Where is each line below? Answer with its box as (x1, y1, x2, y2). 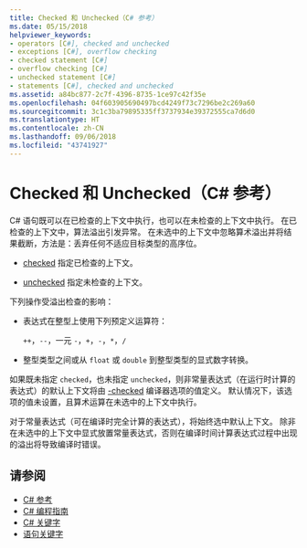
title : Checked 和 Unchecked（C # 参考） (9, 13, 158, 23)
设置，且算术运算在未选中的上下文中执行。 (40, 396, 202, 407)
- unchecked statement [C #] (9, 73, 117, 82)
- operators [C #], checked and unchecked (9, 38, 170, 48)
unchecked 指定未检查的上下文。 (22, 276, 148, 288)
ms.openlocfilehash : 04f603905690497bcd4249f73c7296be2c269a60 (9, 98, 256, 108)
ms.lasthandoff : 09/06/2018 (9, 132, 117, 142)
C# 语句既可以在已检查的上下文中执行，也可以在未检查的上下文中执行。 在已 (9, 215, 297, 226)
